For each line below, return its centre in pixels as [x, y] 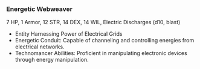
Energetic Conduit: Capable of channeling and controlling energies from [105, 41]
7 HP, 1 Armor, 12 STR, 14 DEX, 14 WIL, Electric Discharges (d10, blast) [93, 22]
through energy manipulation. [52, 60]
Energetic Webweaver [39, 9]
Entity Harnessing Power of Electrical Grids [69, 34]
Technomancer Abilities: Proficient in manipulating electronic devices [101, 53]
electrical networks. [40, 47]
